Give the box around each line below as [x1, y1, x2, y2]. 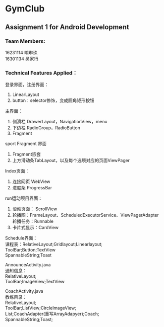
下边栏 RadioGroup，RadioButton [12, 125, 80, 131]
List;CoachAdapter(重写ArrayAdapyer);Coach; [5, 311, 99, 317]
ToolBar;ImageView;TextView [5, 279, 65, 285]
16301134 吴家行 [5, 56, 39, 62]
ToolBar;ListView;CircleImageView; [5, 305, 77, 311]
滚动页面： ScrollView [12, 206, 57, 212]
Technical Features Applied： [5, 69, 78, 76]
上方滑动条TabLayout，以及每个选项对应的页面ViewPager [12, 158, 130, 163]
